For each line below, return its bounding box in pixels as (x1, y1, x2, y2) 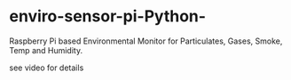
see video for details (9, 62, 84, 73)
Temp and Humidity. (9, 44, 83, 55)
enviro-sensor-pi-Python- (9, 6, 207, 27)
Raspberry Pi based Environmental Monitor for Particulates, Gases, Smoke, (9, 36, 283, 46)
